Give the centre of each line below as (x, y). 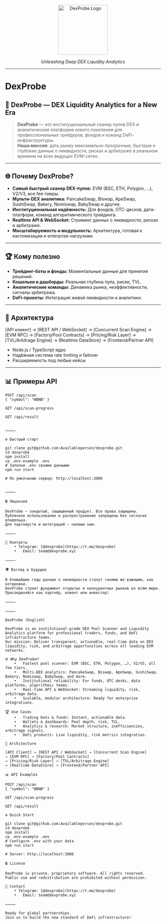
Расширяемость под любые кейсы (49, 361)
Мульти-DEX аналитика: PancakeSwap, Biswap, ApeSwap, (74, 199)
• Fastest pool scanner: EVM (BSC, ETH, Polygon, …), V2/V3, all (85, 664)
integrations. (20, 703)
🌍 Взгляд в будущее (26, 570)
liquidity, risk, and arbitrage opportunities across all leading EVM (79, 646)
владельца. (16, 520)
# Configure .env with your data (40, 841)
